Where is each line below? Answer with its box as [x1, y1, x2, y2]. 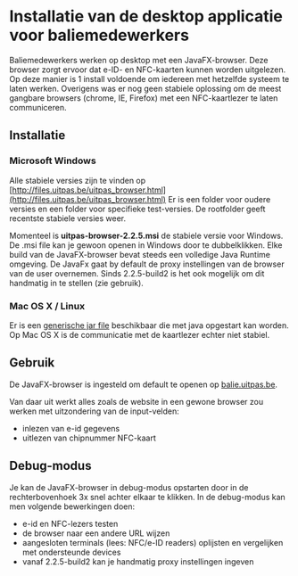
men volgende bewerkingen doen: [9, 501, 136, 512]
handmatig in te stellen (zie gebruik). [9, 277, 145, 288]
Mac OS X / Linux [9, 300, 86, 312]
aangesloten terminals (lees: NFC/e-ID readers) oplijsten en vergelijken [21, 537, 284, 547]
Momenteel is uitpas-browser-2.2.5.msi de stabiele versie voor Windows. [9, 230, 284, 241]
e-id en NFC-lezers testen [21, 518, 119, 529]
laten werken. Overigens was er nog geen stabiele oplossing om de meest [9, 83, 282, 94]
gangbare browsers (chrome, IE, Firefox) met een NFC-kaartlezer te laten [9, 92, 278, 103]
